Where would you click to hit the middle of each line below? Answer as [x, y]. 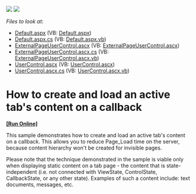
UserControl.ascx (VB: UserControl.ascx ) [65, 64]
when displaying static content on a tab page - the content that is [86, 166]
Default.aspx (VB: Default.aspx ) [53, 33]
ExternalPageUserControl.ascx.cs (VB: [62, 52]
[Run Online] [22, 123]
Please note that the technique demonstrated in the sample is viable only [95, 159]
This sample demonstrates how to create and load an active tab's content [96, 135]
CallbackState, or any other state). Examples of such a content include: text [98, 178]
